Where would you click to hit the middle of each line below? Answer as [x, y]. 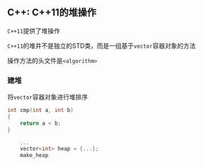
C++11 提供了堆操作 [34, 31]
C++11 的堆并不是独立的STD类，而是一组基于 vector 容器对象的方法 [101, 46]
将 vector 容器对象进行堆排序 [47, 97]
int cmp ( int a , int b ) [40, 111]
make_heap [34, 155]
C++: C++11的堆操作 [52, 13]
